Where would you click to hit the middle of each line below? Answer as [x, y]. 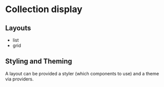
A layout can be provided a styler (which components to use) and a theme [82, 73]
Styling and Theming [39, 61]
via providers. [19, 79]
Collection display [44, 9]
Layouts [18, 28]
